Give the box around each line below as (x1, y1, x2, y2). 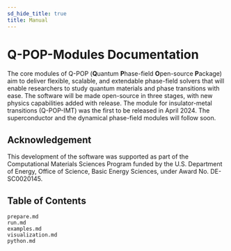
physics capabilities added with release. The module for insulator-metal (7, 99, 212, 108)
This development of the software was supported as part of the (7, 152, 189, 161)
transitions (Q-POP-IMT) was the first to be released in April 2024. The (7, 106, 210, 115)
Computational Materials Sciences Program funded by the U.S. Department (7, 160, 223, 168)
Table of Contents (7, 195, 87, 207)
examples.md (7, 225, 42, 233)
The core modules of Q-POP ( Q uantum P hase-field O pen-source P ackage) (7, 70, 223, 78)
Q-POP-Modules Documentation (7, 47, 200, 63)
